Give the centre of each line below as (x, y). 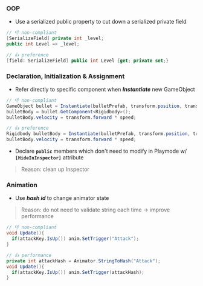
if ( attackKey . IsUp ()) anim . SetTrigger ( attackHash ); (78, 272)
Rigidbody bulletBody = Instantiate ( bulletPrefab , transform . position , (98, 134)
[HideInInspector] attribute (49, 158)
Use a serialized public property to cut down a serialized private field (101, 22)
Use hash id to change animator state (62, 198)
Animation (22, 185)
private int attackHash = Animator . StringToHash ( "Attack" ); (84, 261)
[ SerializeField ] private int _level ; (55, 38)
